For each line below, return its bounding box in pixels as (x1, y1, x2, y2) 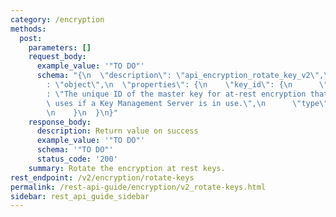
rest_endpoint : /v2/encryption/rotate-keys (10, 172, 195, 183)
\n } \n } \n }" (46, 107, 118, 118)
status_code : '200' (36, 154, 118, 164)
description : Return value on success (36, 126, 199, 136)
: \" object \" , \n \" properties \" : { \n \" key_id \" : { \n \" (46, 80, 329, 90)
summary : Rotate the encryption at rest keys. (28, 163, 226, 173)
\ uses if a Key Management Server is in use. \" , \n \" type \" (46, 98, 329, 108)
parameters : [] (28, 42, 92, 53)
